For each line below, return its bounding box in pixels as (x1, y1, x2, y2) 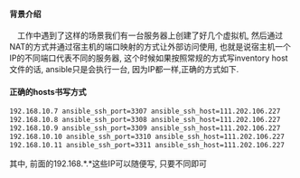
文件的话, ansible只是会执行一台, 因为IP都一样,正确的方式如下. (9, 64, 239, 75)
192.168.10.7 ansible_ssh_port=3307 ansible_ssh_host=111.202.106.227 (9, 107, 281, 117)
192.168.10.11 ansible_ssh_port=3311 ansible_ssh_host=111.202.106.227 (9, 140, 285, 149)
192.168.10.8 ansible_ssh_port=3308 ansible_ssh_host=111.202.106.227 (9, 116, 281, 125)
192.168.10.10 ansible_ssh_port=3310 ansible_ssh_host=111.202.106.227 (9, 132, 285, 142)
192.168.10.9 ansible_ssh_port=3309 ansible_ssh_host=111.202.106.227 (9, 124, 281, 133)
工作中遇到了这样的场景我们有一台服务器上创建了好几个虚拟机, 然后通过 (17, 30, 283, 41)
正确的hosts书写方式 (9, 86, 88, 97)
